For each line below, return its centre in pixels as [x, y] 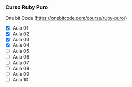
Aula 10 [20, 79]
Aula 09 [21, 74]
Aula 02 [21, 34]
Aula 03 [21, 40]
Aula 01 [20, 28]
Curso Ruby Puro [27, 7]
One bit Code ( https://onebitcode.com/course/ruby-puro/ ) [66, 18]
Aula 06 [21, 56]
